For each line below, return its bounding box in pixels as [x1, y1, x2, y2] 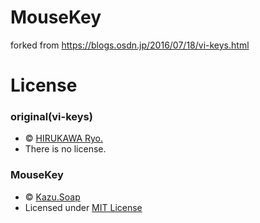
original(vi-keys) [10, 110, 93, 124]
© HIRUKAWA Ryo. [24, 132, 104, 145]
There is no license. [24, 143, 107, 155]
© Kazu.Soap [24, 191, 81, 203]
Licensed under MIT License [24, 201, 143, 213]
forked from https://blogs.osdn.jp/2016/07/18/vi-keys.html [10, 39, 250, 51]
